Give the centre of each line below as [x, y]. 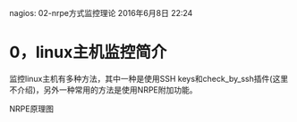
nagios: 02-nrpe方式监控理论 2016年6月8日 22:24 [101, 13]
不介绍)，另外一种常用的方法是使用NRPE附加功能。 [104, 89]
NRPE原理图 [31, 109]
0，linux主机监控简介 [88, 53]
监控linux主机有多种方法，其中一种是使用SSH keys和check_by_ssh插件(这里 [149, 78]
